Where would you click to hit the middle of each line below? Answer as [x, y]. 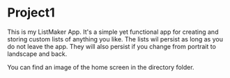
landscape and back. [37, 54]
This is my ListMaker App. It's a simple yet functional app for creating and [113, 32]
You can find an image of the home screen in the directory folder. [101, 67]
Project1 [31, 13]
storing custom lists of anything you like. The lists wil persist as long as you [115, 39]
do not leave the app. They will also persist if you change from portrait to [112, 46]
